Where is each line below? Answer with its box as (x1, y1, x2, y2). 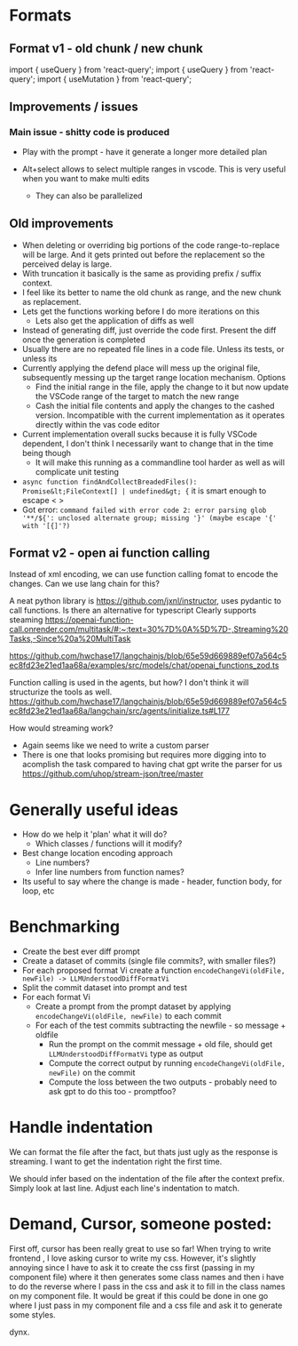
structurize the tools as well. (9, 686, 113, 698)
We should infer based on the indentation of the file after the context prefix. (9, 1174, 286, 1184)
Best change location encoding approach (21, 848, 173, 859)
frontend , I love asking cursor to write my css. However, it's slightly (9, 1253, 257, 1263)
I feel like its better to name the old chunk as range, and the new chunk (21, 286, 282, 298)
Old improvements (9, 216, 114, 231)
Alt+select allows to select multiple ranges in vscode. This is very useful (21, 164, 286, 174)
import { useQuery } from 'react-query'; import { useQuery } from (9, 64, 248, 75)
